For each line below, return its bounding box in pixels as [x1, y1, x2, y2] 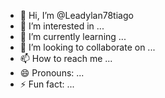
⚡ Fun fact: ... [19, 78, 75, 90]
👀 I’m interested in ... [19, 20, 105, 32]
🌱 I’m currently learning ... [19, 31, 127, 42]
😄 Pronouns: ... [19, 67, 85, 79]
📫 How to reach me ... [19, 53, 113, 64]
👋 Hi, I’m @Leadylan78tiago [19, 10, 134, 21]
